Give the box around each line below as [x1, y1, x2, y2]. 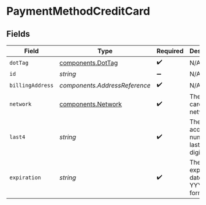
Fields [6, 29, 31, 39]
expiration [9, 174, 41, 181]
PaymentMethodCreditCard [6, 4, 150, 18]
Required [156, 47, 184, 55]
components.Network [59, 100, 123, 108]
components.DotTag [59, 58, 118, 67]
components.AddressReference [59, 81, 151, 89]
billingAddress [9, 81, 54, 89]
